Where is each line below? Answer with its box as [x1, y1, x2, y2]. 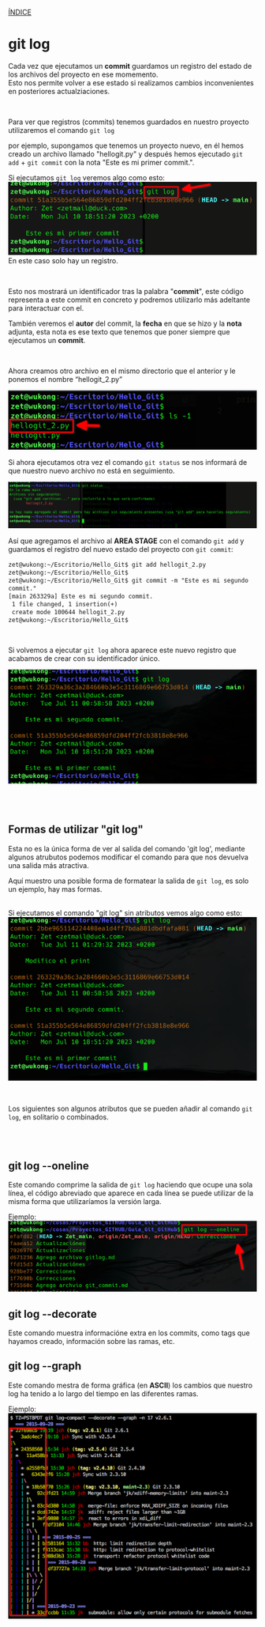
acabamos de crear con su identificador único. [8, 653, 160, 663]
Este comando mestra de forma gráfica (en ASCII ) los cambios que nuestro [8, 1380, 253, 1390]
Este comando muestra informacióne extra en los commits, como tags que [8, 1328, 250, 1338]
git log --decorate [8, 1307, 97, 1320]
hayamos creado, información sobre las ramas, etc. [8, 1337, 175, 1346]
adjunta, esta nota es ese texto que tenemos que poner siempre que [8, 327, 230, 337]
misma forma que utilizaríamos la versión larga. [8, 1197, 162, 1206]
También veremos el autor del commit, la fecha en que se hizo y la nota [8, 319, 242, 328]
